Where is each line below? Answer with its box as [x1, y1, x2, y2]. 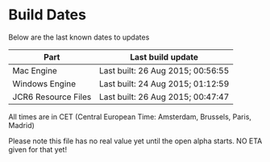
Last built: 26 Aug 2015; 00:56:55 [99, 64, 230, 76]
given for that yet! [8, 144, 67, 154]
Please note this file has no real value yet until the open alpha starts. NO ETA [8, 135, 263, 146]
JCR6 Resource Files [12, 91, 92, 102]
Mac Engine [12, 64, 58, 76]
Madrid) [8, 120, 35, 130]
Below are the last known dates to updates [8, 32, 150, 42]
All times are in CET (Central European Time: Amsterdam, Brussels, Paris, [8, 111, 252, 122]
